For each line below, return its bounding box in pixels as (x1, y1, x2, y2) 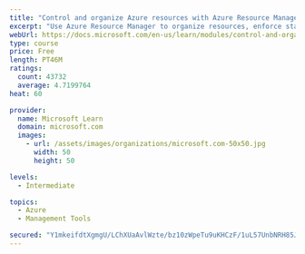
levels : (9, 172, 39, 181)
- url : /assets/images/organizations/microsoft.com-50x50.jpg (25, 140, 266, 149)
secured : (9, 230, 43, 240)
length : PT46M (9, 55, 64, 64)
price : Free (9, 47, 54, 56)
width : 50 (33, 148, 71, 157)
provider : (9, 105, 47, 114)
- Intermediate (17, 181, 75, 190)
